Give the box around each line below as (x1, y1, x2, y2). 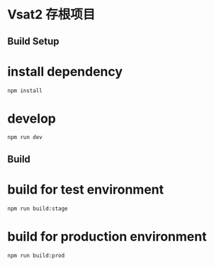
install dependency (7, 63, 123, 79)
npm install (7, 87, 43, 94)
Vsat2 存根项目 (7, 6, 96, 23)
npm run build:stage (7, 205, 69, 212)
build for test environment (7, 182, 164, 198)
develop (7, 111, 57, 126)
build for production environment (7, 228, 207, 245)
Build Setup (7, 35, 60, 47)
